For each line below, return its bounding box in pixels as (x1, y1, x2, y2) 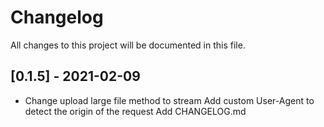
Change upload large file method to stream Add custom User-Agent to (24, 94, 315, 106)
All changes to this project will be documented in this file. (10, 39, 246, 51)
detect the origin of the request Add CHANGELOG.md (24, 105, 247, 117)
